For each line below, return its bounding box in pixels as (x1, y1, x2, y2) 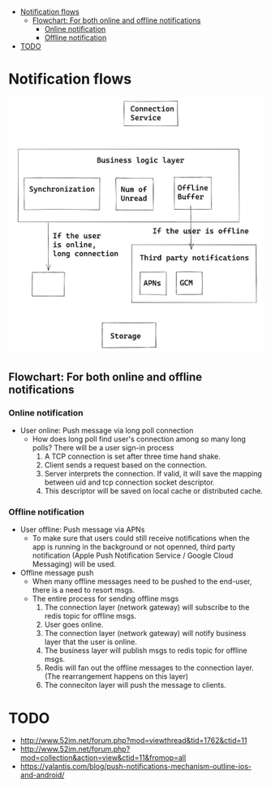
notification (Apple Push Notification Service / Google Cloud (32, 550, 234, 560)
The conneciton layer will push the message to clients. (44, 680, 226, 690)
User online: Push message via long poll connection (19, 426, 194, 436)
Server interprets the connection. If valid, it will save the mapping (44, 469, 262, 479)
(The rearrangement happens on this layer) (44, 672, 189, 681)
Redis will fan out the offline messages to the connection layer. (44, 663, 254, 673)
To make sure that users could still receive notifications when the (32, 533, 250, 543)
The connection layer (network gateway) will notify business (44, 628, 247, 638)
